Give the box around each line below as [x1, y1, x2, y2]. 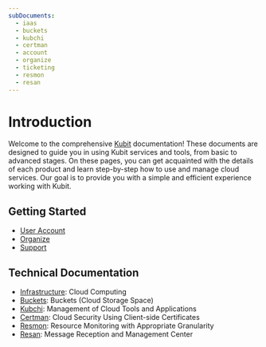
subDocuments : [8, 11, 56, 20]
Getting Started [8, 204, 87, 218]
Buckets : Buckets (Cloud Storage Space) [19, 296, 154, 306]
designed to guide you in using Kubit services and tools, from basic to [8, 148, 237, 157]
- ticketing [15, 64, 56, 72]
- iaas [15, 19, 37, 27]
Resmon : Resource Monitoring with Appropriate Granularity [19, 321, 214, 331]
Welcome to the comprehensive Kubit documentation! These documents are [8, 139, 259, 148]
